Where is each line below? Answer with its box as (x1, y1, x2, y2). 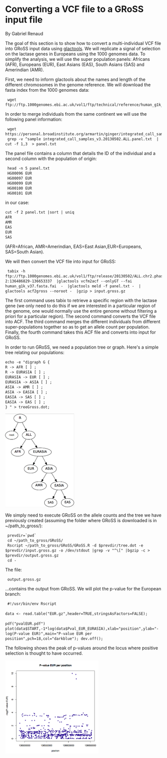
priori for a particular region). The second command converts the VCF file (5, 313, 156, 319)
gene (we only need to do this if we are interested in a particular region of (5, 303, 156, 309)
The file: (5, 567, 22, 572)
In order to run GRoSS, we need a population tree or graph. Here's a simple (5, 344, 159, 350)
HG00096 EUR (7, 171, 32, 176)
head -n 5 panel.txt (7, 166, 50, 171)
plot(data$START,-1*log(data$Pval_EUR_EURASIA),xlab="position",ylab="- (5, 626, 159, 631)
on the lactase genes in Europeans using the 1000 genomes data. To (5, 51, 146, 57)
